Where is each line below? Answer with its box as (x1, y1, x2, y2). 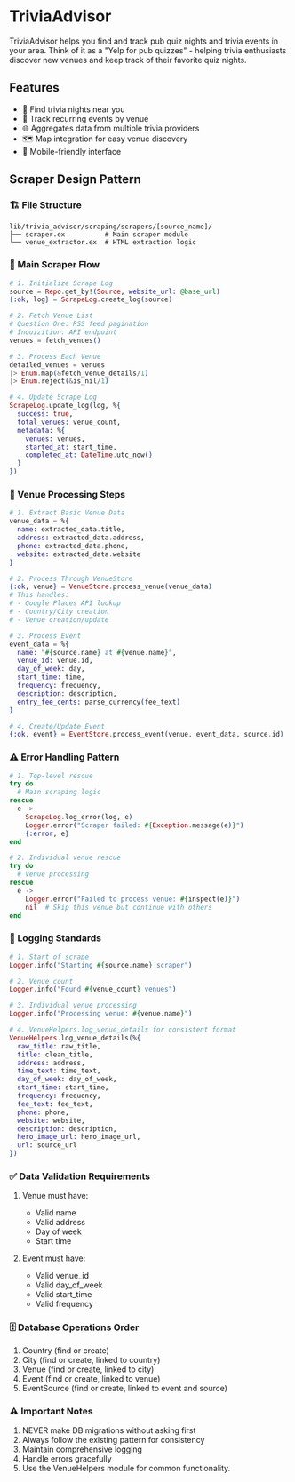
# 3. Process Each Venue (9, 352, 101, 361)
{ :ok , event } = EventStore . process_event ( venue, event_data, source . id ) (9, 730, 284, 739)
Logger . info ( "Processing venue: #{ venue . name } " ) (9, 1009, 193, 1018)
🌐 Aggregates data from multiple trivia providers (21, 123, 200, 133)
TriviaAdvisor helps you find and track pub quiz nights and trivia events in (9, 36, 278, 46)
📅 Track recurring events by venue (21, 113, 149, 123)
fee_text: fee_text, (17, 1099, 93, 1108)
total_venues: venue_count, (17, 418, 122, 426)
